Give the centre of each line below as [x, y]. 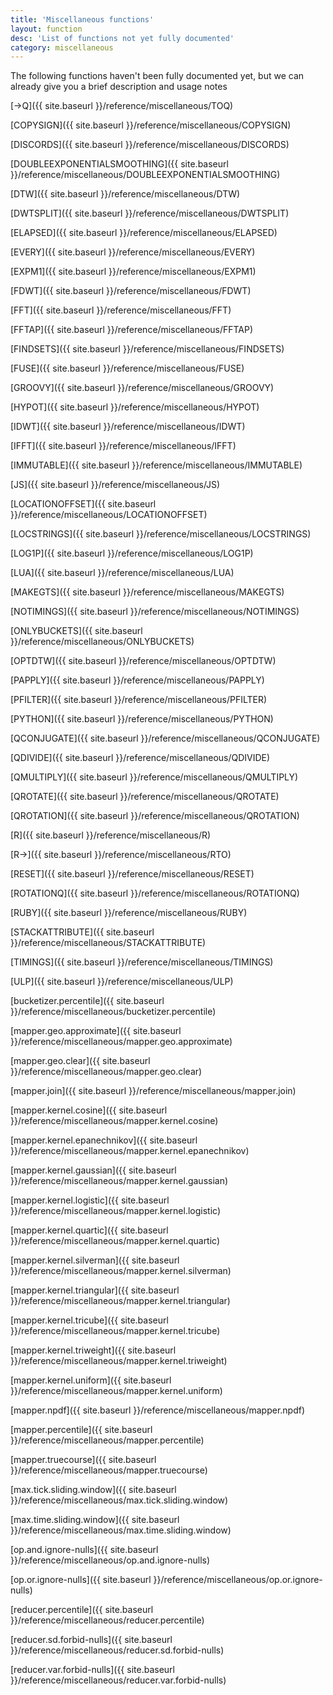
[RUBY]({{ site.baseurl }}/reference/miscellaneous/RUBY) [129, 913]
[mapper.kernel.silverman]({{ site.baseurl [95, 1260]
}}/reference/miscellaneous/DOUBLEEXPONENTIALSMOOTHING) [145, 175]
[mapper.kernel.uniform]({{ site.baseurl [91, 1380]
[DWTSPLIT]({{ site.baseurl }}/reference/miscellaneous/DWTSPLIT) [150, 213]
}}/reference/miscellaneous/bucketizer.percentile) [113, 1012]
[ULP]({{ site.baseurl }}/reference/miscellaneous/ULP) [122, 982]
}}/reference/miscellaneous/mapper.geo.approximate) [121, 1042]
